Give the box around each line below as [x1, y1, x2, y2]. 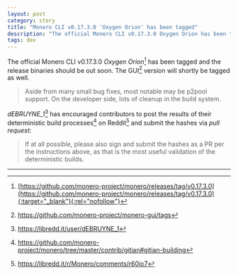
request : [7, 125, 32, 135]
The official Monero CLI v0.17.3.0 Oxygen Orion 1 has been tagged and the [7, 56, 222, 66]
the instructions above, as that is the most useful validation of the [24, 147, 216, 156]
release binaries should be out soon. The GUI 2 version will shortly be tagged [7, 64, 230, 74]
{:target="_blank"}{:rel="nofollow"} [17, 196, 120, 206]
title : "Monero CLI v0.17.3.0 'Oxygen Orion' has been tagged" [7, 23, 198, 30]
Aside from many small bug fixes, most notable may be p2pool [24, 87, 208, 96]
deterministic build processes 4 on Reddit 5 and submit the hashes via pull [7, 118, 220, 127]
